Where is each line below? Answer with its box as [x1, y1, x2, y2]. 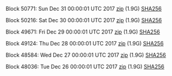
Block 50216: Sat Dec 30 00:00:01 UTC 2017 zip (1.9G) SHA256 [5, 17, 162, 23]
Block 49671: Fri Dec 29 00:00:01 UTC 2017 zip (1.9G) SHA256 [5, 28, 160, 35]
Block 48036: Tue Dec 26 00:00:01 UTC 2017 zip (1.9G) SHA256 [5, 63, 165, 70]
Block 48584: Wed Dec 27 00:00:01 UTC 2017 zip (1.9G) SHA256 [5, 51, 166, 59]
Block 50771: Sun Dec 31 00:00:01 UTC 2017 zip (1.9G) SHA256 [5, 5, 162, 12]
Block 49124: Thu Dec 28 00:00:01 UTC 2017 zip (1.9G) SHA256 [5, 40, 164, 47]
